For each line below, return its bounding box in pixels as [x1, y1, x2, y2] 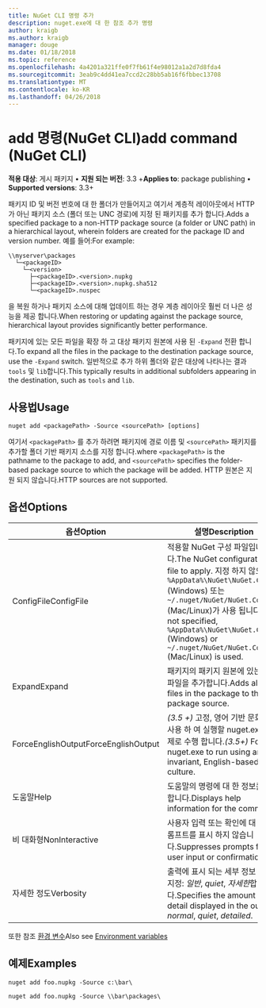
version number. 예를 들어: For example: [8, 236, 135, 246]
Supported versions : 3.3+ [8, 183, 94, 193]
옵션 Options [8, 501, 68, 514]
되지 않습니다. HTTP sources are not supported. [16, 475, 169, 484]
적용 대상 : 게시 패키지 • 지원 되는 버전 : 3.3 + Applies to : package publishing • [8, 174, 252, 183]
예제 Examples [8, 957, 78, 971]
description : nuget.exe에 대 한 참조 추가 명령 [8, 19, 153, 27]
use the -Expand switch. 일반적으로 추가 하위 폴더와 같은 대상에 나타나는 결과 [8, 356, 247, 366]
